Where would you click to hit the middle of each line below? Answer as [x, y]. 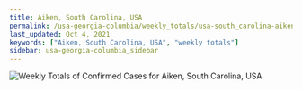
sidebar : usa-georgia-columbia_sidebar [84, 51]
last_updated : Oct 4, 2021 [60, 34]
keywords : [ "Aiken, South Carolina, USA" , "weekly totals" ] [124, 42]
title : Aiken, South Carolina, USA [76, 17]
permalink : [30, 26]
